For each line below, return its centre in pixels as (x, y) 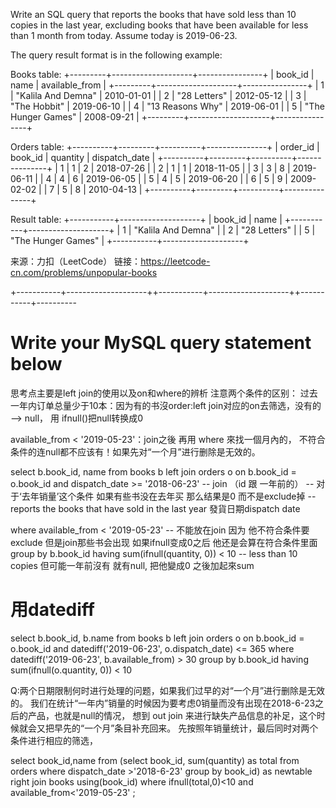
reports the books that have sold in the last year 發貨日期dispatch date (155, 508)
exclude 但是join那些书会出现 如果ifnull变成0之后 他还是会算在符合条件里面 (164, 542)
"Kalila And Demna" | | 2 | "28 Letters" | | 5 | (224, 230)
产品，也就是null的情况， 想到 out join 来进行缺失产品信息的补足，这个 (172, 715)
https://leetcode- (175, 261)
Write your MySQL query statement (161, 343)
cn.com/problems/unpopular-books (84, 272)
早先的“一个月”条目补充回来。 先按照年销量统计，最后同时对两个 (186, 728)
